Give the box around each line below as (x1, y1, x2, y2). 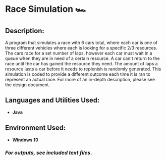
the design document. (5, 82, 50, 88)
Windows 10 (12, 137, 39, 143)
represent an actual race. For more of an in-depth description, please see (5, 77, 155, 82)
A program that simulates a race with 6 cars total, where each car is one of (5, 40, 158, 46)
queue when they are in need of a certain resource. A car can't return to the (5, 55, 160, 61)
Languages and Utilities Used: (5, 96, 100, 105)
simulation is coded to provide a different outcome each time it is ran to (5, 71, 151, 77)
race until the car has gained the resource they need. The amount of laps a (5, 61, 158, 66)
